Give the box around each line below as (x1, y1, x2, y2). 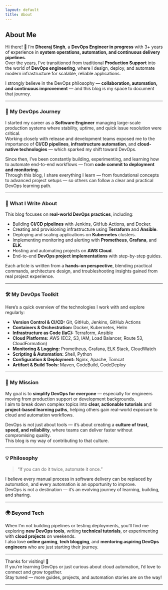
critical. (5, 130, 21, 136)
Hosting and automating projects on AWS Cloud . (12, 247, 113, 253)
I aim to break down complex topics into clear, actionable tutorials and (5, 401, 151, 407)
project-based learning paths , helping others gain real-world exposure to (5, 406, 158, 412)
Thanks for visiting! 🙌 (5, 558, 49, 564)
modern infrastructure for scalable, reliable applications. (5, 71, 121, 77)
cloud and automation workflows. (5, 412, 74, 418)
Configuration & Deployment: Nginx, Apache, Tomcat (12, 357, 124, 363)
